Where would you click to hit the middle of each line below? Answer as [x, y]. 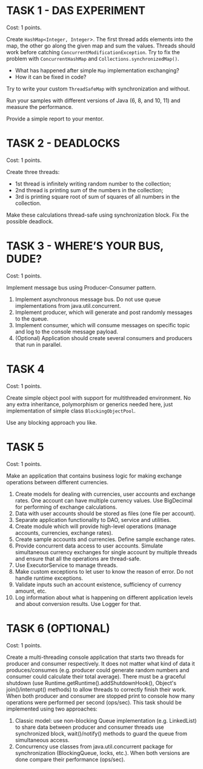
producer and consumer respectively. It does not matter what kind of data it [101, 663]
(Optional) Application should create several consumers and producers [104, 338]
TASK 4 [25, 369]
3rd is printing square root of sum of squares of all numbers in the [97, 197]
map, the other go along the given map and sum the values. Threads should [101, 46]
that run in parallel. [38, 344]
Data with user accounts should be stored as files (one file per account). [105, 513]
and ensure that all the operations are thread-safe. [78, 558]
